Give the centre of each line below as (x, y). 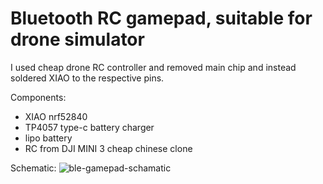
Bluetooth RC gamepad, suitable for (161, 18)
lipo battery (48, 138)
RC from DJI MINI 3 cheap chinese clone (108, 148)
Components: (38, 97)
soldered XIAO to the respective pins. (87, 78)
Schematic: (33, 168)
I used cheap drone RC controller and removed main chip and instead (153, 67)
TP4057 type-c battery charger (89, 127)
